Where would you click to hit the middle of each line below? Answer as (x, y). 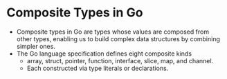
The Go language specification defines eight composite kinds (104, 54)
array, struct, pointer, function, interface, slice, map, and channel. (120, 60)
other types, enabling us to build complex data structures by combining (118, 38)
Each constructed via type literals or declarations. (98, 68)
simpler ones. (36, 46)
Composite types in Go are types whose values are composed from (112, 32)
